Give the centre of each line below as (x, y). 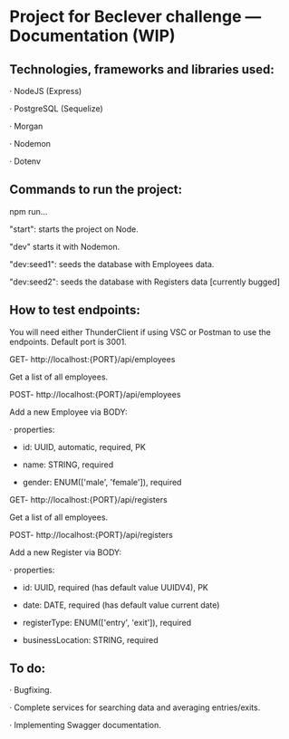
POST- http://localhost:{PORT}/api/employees (95, 394)
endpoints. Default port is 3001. (68, 341)
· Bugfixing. (31, 690)
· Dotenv (25, 161)
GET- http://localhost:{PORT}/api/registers (88, 499)
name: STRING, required (68, 465)
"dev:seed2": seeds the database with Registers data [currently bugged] (145, 282)
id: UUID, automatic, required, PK (84, 446)
